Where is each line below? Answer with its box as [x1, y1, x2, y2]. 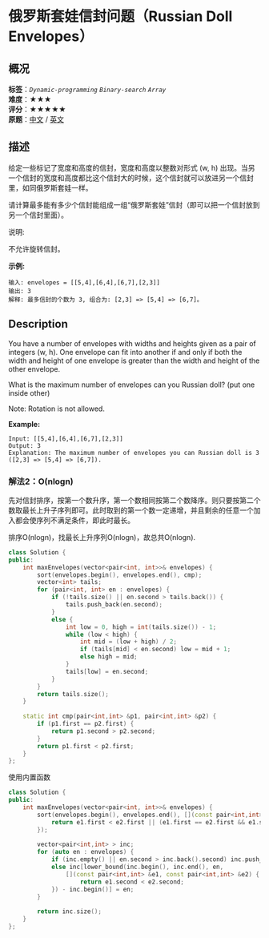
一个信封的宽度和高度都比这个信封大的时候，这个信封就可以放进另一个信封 [8, 173, 254, 183]
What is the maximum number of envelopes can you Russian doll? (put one [8, 380, 255, 389]
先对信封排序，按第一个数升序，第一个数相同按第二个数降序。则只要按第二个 [8, 495, 261, 505]
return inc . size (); [37, 908, 102, 916]
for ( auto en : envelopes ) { [37, 848, 134, 856]
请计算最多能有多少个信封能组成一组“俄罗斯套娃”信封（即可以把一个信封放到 [8, 199, 260, 209]
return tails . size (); [37, 690, 110, 698]
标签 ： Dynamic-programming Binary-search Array [8, 85, 167, 94]
